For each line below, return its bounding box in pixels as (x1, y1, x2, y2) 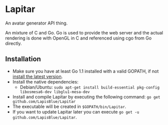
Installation (5, 55, 41, 63)
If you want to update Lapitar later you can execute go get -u (12, 108, 139, 114)
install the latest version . (12, 73, 63, 79)
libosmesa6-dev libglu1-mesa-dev (20, 89, 90, 94)
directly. (5, 40, 22, 46)
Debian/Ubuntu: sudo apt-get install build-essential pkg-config (20, 84, 159, 90)
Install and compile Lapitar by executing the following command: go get (12, 93, 160, 99)
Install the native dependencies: (12, 78, 79, 84)
